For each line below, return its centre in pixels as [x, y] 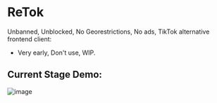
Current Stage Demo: [55, 75]
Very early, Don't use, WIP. [56, 53]
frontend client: [30, 39]
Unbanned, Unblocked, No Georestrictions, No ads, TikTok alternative [108, 32]
